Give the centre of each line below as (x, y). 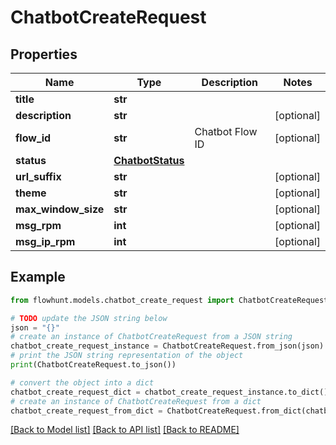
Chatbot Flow (226, 131)
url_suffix (38, 176)
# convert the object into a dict (82, 382)
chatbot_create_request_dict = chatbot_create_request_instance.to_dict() (169, 392)
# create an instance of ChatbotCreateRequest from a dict (136, 401)
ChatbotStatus (149, 160)
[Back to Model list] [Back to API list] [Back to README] (125, 430)
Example (38, 277)
